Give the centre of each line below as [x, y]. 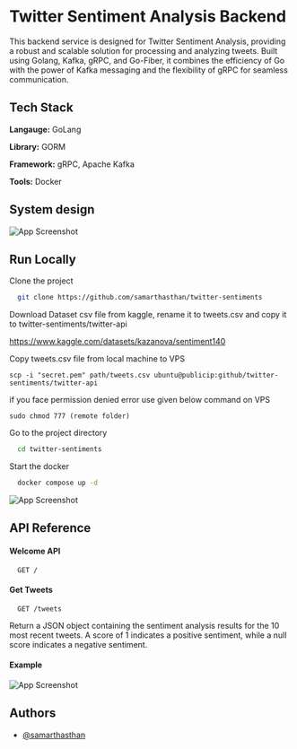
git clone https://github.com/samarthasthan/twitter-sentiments [140, 298]
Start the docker [39, 466]
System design [52, 209]
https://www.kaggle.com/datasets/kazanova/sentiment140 [118, 342]
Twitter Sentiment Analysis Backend [148, 17]
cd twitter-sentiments [60, 449]
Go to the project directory [58, 433]
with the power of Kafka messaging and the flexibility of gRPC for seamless [149, 70]
